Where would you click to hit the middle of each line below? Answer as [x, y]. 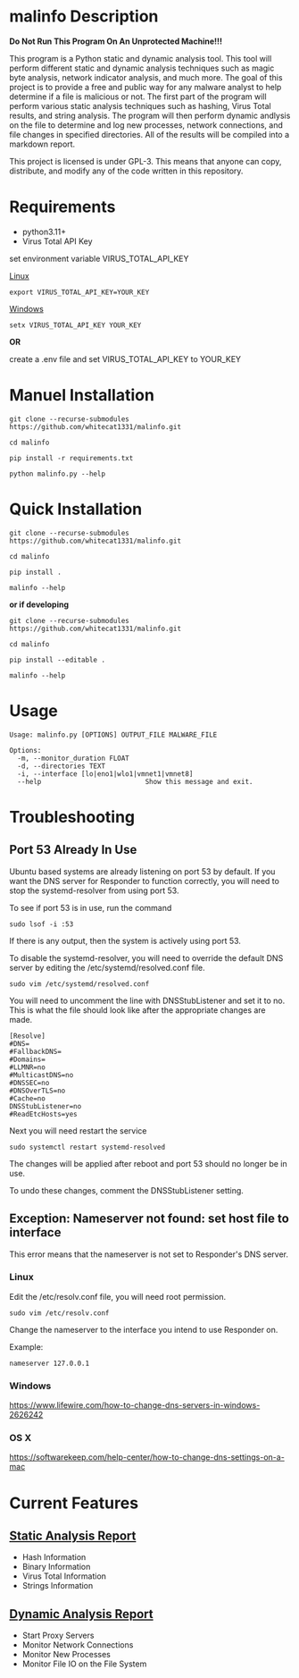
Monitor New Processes [66, 1655]
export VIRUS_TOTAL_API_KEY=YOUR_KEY [79, 292]
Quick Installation [76, 509]
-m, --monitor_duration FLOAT [73, 758]
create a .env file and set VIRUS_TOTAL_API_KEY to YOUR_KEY [125, 358]
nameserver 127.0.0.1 [50, 1363]
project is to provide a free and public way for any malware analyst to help [145, 87]
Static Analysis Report [73, 1535]
